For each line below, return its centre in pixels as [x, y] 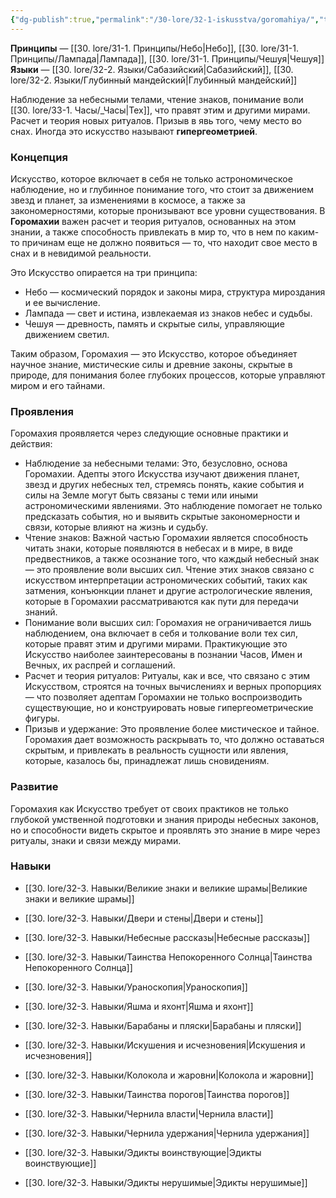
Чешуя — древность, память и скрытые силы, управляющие [154, 323]
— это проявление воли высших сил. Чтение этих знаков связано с [169, 570]
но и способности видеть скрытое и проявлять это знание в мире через [165, 830]
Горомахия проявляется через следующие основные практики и [149, 433]
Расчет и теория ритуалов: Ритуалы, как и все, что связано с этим [167, 676]
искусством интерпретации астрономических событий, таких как [166, 580]
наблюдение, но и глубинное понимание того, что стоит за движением [162, 189]
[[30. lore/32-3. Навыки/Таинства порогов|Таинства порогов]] [157, 1094]
